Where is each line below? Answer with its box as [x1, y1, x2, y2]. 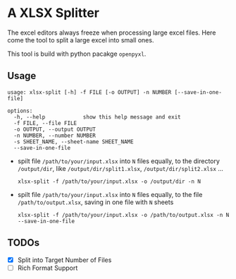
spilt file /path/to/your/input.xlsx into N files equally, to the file [17, 190, 203, 198]
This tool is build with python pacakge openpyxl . [7, 49, 147, 58]
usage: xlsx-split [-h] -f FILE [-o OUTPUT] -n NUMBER [7, 88, 172, 96]
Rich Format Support [17, 263, 78, 272]
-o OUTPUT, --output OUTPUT [13, 126, 97, 133]
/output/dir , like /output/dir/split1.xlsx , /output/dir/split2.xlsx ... [17, 164, 224, 172]
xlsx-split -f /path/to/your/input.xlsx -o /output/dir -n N [17, 178, 201, 185]
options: [7, 107, 33, 114]
